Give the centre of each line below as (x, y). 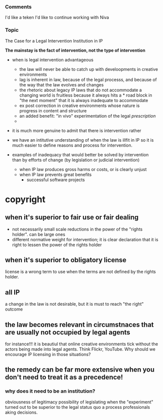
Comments (18, 7)
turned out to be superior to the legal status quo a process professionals (78, 407)
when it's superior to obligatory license (66, 260)
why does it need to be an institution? (50, 391)
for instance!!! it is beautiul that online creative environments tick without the (81, 344)
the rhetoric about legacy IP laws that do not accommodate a (81, 90)
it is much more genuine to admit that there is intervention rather (77, 130)
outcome (14, 309)
